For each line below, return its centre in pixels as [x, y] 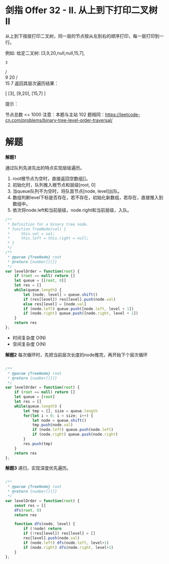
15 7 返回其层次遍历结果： [32, 83]
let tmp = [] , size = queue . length [61, 411]
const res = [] [30, 505]
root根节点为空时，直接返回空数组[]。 [51, 178]
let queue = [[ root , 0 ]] [40, 280]
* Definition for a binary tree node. [48, 224]
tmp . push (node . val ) [52, 425]
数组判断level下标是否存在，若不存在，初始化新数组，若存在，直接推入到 [88, 197]
